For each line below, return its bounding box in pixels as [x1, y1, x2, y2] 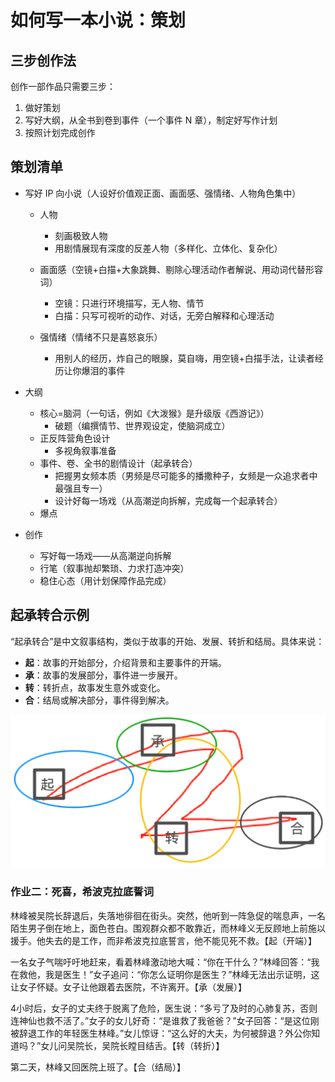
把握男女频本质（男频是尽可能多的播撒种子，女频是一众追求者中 [54, 469, 318, 481]
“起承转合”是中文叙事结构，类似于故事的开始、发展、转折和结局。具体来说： [10, 635, 325, 647]
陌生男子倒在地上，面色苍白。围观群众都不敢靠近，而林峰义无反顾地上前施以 [10, 922, 326, 934]
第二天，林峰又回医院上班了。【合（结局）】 [10, 1061, 186, 1073]
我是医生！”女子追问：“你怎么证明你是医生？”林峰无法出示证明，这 [44, 968, 320, 980]
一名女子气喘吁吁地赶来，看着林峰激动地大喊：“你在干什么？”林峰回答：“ [10, 956, 312, 968]
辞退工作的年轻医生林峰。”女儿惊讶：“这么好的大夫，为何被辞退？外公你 [18, 1027, 312, 1039]
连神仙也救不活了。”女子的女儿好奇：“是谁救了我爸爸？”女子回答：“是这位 [10, 1014, 311, 1026]
